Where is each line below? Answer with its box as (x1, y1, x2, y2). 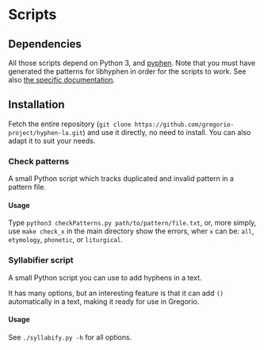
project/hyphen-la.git (8, 129, 83, 137)
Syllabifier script (8, 255, 74, 266)
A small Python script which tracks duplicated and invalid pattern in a (8, 174, 234, 183)
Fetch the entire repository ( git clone (8, 119, 132, 129)
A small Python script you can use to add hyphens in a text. (8, 272, 202, 283)
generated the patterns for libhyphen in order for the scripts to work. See (8, 67, 247, 76)
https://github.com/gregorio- (134, 121, 235, 129)
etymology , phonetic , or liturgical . (8, 235, 123, 244)
